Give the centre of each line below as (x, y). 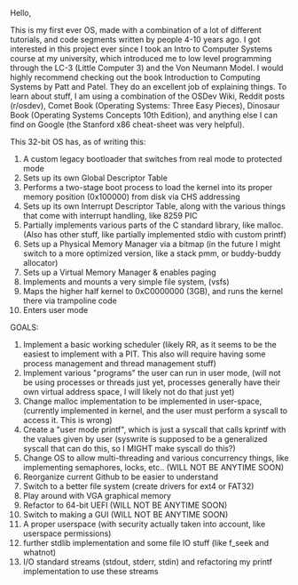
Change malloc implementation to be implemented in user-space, (142, 401)
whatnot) (39, 552)
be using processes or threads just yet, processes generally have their (151, 382)
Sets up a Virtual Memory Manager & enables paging (119, 272)
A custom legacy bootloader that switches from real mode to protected (153, 159)
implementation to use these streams (90, 571)
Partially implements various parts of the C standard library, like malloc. (153, 225)
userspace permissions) (67, 533)
